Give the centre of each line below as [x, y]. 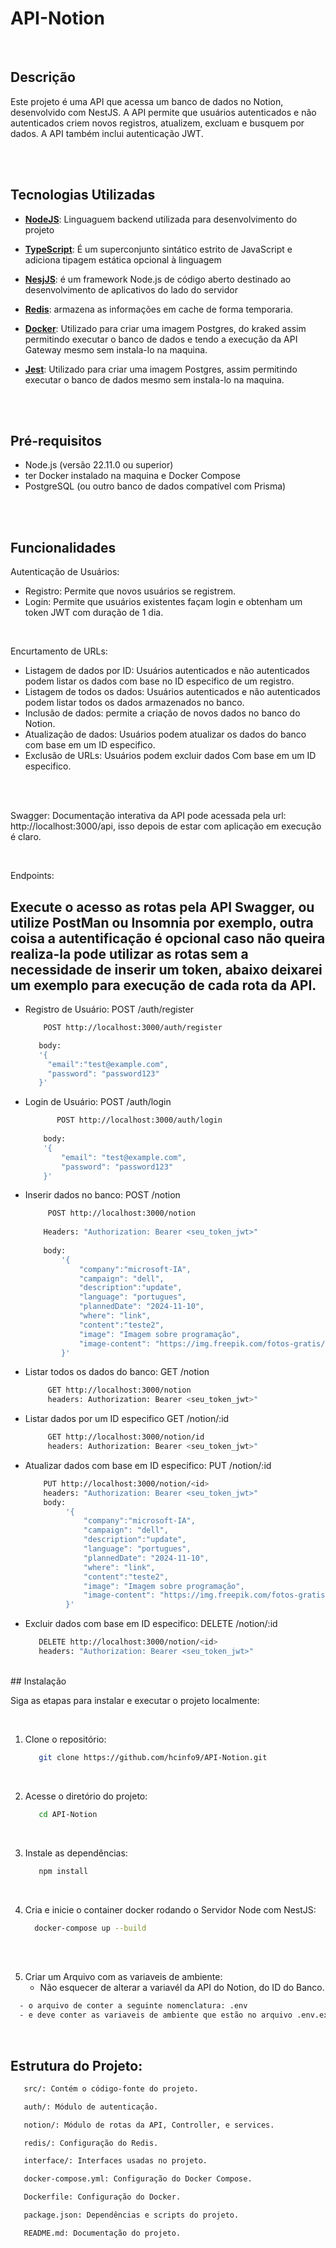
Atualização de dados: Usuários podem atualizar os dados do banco [165, 734]
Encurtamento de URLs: [59, 651]
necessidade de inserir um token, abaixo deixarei [166, 969]
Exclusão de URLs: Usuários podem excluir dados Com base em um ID [170, 756]
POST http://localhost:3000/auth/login [139, 1120]
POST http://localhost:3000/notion [121, 1213]
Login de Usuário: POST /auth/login [98, 1102]
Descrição [43, 77]
